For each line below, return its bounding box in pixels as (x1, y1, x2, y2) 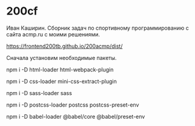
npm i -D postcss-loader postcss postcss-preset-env (6, 101, 139, 108)
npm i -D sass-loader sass (6, 89, 73, 96)
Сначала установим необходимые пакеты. (6, 54, 117, 61)
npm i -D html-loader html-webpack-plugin (6, 65, 114, 73)
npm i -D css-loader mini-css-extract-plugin (6, 78, 117, 85)
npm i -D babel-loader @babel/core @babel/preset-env (6, 113, 145, 120)
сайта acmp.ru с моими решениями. (6, 30, 100, 38)
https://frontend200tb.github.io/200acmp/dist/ (6, 42, 123, 50)
